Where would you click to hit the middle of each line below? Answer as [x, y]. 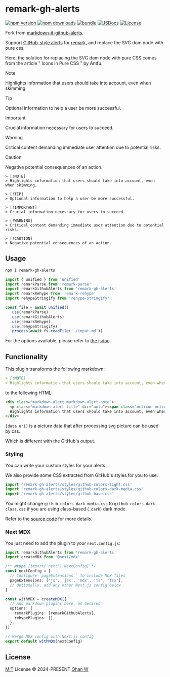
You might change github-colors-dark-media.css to [59, 504]
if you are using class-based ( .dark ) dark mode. [77, 509]
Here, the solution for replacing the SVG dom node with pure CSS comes [81, 58]
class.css [16, 509]
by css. [13, 431]
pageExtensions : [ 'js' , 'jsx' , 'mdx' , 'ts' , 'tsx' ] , [67, 580]
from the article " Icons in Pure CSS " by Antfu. [54, 63]
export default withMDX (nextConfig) [44, 641]
